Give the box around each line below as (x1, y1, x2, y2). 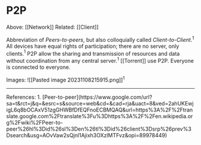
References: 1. (6, 93, 41, 101)
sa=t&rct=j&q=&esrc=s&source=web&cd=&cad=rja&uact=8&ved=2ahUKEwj (6, 99, 194, 107)
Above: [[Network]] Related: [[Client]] (6, 23, 99, 31)
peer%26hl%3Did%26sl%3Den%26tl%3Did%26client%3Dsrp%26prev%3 (6, 125, 191, 132)
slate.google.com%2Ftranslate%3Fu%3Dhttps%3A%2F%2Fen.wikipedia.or (6, 112, 193, 120)
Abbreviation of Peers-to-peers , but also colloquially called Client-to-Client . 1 (6, 35, 194, 43)
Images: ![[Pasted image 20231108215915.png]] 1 (6, 75, 125, 83)
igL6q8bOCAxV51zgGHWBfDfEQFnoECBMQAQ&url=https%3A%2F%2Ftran (6, 106, 193, 113)
